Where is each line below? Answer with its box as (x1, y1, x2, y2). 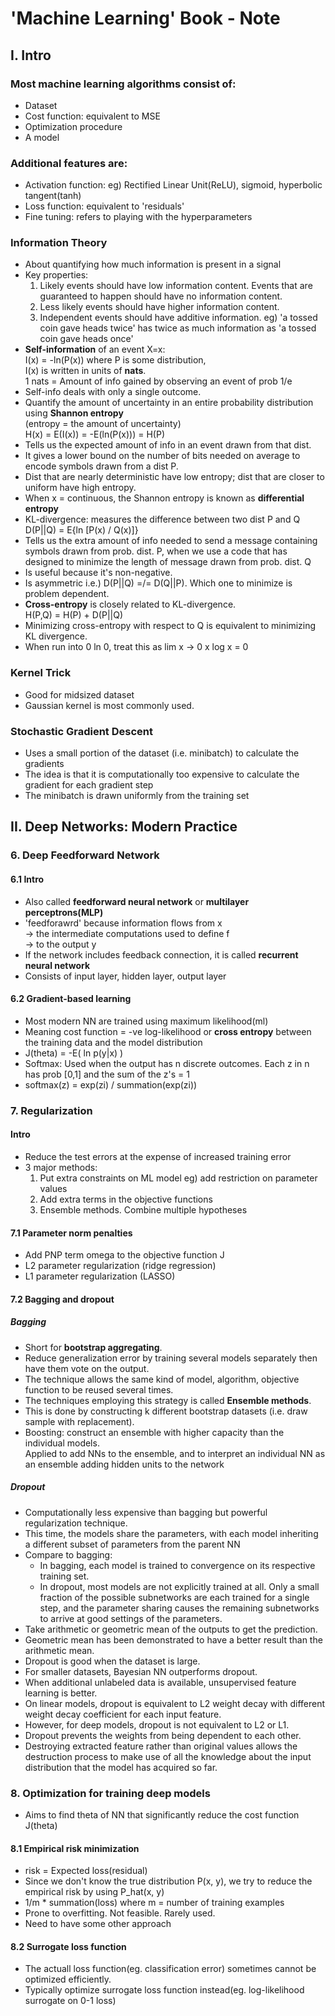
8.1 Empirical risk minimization (10, 1842, 140, 1854)
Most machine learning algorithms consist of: (10, 77, 237, 91)
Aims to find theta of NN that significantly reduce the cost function (24, 1808, 300, 1821)
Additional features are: (10, 156, 128, 170)
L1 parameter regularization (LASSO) (24, 1270, 176, 1282)
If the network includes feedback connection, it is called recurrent (24, 948, 299, 961)
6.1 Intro (10, 873, 45, 885)
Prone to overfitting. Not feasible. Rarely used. (24, 1907, 216, 1919)
